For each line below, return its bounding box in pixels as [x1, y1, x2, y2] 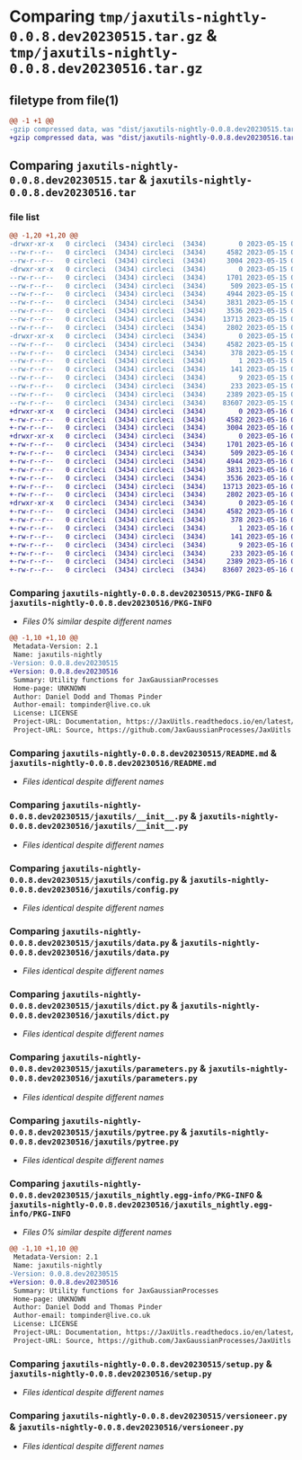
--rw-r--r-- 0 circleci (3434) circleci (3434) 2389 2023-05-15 [9, 389, 288, 399]
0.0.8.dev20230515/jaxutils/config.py [9, 875, 180, 885]
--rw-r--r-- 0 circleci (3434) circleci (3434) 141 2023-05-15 [9, 365, 288, 374]
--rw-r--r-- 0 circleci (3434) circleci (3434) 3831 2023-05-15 [9, 298, 288, 307]
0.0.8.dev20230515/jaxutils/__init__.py [9, 812, 189, 822]
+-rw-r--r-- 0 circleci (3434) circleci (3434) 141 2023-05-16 [9, 532, 288, 541]
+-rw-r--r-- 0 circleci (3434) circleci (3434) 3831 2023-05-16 [9, 465, 288, 474]
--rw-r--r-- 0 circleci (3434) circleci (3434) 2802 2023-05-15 [9, 323, 288, 332]
